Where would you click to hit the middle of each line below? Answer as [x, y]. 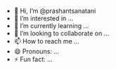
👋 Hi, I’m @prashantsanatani [55, 11]
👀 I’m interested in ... [44, 18]
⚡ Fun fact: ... [33, 59]
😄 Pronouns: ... [37, 51]
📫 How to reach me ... [46, 41]
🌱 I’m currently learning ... [51, 26]
